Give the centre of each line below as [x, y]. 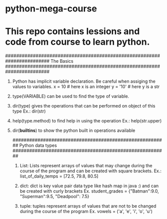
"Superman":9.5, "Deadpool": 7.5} [55, 197]
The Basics [62, 61]
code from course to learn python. [78, 42]
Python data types [38, 145]
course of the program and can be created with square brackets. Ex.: [91, 171]
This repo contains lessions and [73, 32]
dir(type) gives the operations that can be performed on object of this [84, 106]
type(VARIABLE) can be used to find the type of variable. [71, 96]
